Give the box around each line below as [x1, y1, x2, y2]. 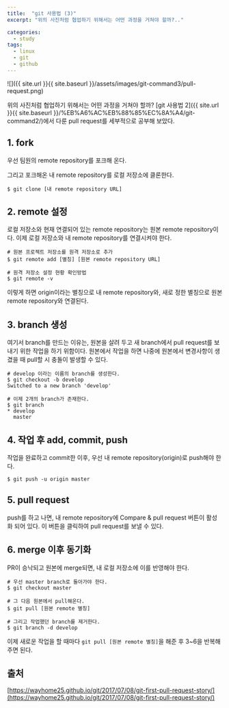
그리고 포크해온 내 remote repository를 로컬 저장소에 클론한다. [7, 171, 174, 179]
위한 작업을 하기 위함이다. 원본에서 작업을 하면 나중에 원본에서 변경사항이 [19, 347, 213, 355]
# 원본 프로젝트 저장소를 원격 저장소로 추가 [7, 249, 113, 256]
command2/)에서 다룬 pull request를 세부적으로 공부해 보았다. [7, 117, 175, 125]
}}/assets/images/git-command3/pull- [89, 80, 196, 88]
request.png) [7, 86, 44, 95]
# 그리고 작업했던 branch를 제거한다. [7, 618, 100, 625]
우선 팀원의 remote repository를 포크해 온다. [7, 156, 127, 164]
